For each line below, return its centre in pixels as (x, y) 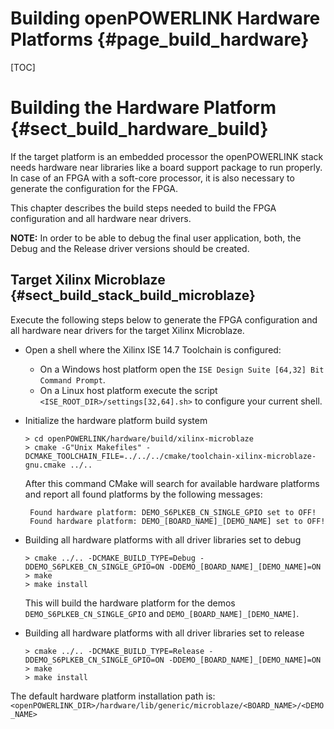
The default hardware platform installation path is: (113, 696)
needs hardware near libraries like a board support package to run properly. (166, 167)
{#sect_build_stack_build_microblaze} (133, 295)
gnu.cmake (45, 465)
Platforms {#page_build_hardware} (160, 39)
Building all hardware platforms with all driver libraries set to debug (163, 539)
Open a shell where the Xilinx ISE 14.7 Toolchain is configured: (153, 349)
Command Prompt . (72, 379)
